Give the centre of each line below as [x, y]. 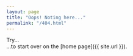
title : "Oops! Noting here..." [46, 17]
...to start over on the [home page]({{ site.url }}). [67, 46]
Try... [13, 40]
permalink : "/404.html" [37, 23]
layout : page [23, 12]
